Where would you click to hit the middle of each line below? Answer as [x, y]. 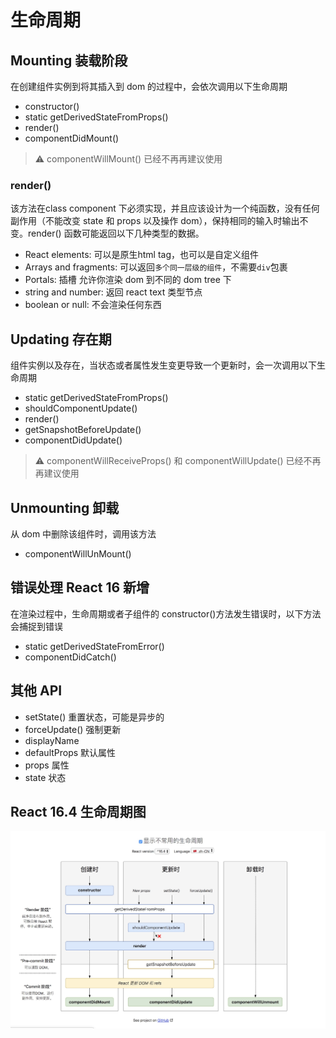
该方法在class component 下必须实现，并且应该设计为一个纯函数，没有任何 [165, 208]
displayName [52, 740]
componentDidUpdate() [73, 440]
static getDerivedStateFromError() [94, 646]
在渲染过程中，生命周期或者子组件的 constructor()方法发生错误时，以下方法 [166, 613]
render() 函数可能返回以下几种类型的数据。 [116, 233]
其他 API [36, 691]
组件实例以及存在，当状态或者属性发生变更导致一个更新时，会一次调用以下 [163, 365]
